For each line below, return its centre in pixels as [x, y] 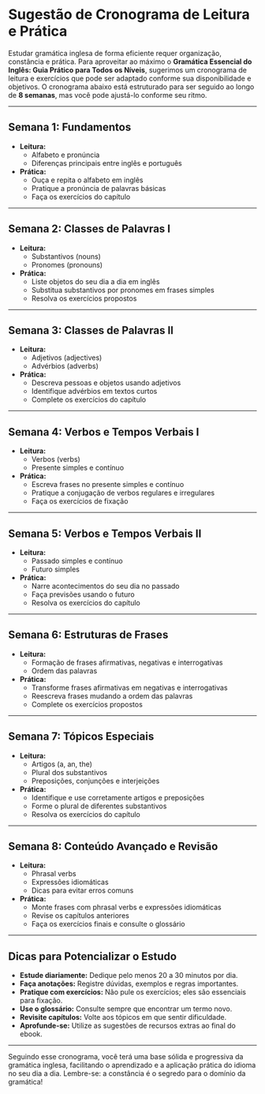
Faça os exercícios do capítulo [81, 197]
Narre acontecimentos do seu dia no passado [105, 586]
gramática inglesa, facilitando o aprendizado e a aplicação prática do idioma [132, 1065]
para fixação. [41, 1001]
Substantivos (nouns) [66, 256]
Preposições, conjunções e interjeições [95, 781]
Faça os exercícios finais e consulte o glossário [108, 924]
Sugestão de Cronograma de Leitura [129, 15]
